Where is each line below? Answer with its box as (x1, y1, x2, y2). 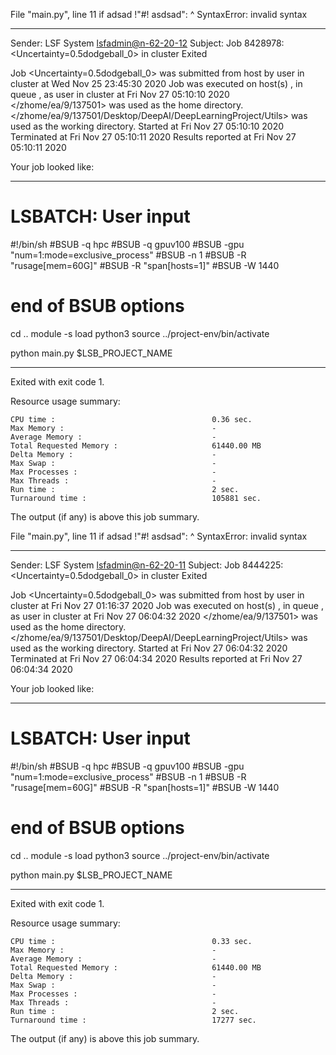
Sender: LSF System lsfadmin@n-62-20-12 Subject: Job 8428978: (10, 37, 285, 49)
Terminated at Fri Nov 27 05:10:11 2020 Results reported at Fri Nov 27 (10, 131, 297, 143)
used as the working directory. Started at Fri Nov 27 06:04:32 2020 (10, 642, 288, 654)
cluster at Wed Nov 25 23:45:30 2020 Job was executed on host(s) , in (10, 78, 303, 89)
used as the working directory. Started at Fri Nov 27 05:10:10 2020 (10, 120, 285, 132)
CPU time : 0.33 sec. (10, 936, 253, 946)
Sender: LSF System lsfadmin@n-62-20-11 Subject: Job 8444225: (10, 559, 284, 571)
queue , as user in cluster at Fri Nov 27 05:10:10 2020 (10, 89, 230, 100)
